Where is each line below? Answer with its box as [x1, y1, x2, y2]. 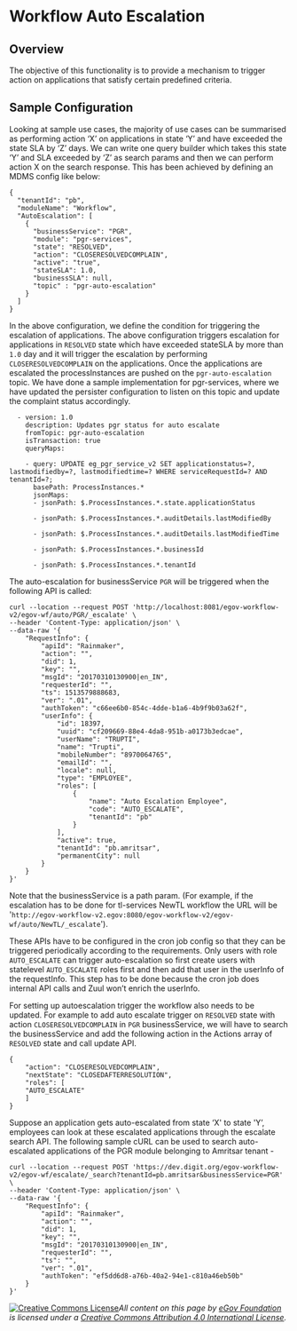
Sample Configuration [9, 100, 134, 115]
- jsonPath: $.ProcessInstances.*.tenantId [32, 560, 197, 569]
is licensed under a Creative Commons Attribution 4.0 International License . [9, 1311, 286, 1322]
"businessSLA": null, [32, 273, 113, 282]
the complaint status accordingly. [9, 395, 131, 406]
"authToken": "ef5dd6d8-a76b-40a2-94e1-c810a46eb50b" [41, 1272, 244, 1280]
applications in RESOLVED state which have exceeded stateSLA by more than [9, 339, 284, 350]
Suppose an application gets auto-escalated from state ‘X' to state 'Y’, [9, 1117, 265, 1128]
